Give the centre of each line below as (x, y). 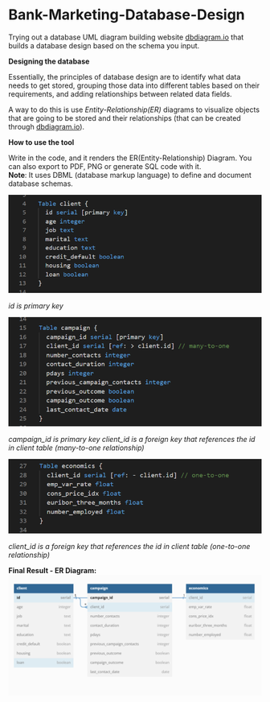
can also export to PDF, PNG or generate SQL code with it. (105, 166)
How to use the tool (41, 142)
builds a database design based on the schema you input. (104, 45)
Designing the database (49, 61)
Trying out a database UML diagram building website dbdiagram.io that (126, 37)
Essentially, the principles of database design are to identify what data (125, 76)
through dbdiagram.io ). (47, 126)
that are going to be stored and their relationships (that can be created (125, 118)
